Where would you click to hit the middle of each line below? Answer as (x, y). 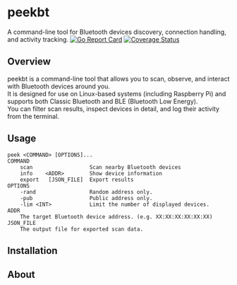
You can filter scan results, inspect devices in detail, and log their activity (114, 109)
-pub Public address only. (86, 198)
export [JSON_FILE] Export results (77, 180)
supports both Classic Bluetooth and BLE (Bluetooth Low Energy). (103, 101)
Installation (32, 251)
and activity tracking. (38, 39)
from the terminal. (34, 116)
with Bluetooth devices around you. (59, 86)
